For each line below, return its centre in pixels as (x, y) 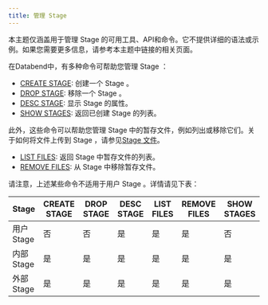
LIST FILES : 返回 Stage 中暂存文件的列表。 (89, 157)
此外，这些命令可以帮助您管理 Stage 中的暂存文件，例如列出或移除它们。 (128, 130)
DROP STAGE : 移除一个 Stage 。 (73, 93)
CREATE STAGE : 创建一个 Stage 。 (77, 83)
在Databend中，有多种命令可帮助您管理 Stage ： (89, 66)
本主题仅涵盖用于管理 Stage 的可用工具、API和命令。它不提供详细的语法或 (130, 39)
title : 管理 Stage (37, 16)
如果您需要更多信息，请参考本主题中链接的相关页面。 (109, 49)
